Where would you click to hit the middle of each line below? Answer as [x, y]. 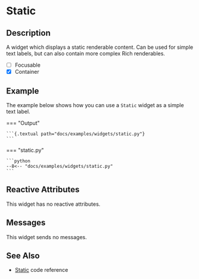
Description [28, 33]
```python [18, 161]
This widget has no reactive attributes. [53, 204]
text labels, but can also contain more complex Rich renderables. [86, 54]
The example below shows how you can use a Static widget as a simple [95, 105]
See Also [23, 256]
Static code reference [41, 270]
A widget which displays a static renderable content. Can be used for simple [100, 47]
